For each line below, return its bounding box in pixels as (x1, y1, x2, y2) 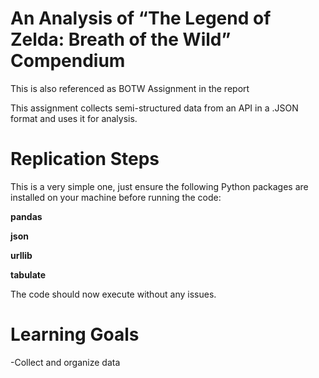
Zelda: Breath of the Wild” (10, 28, 232, 51)
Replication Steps (10, 148, 160, 171)
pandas (10, 210, 43, 222)
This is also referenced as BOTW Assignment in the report (10, 82, 250, 94)
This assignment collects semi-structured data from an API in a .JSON (10, 102, 299, 114)
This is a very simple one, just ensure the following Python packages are (10, 180, 309, 192)
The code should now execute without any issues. (10, 288, 217, 300)
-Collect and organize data (10, 356, 121, 368)
